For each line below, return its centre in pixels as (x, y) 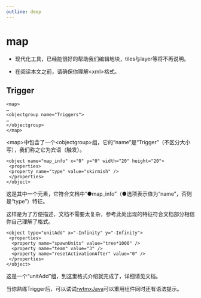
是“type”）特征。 (27, 202)
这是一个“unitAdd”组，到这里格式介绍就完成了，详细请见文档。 (84, 276)
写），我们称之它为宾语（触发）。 (45, 150)
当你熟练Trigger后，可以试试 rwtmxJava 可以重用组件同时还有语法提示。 (94, 289)
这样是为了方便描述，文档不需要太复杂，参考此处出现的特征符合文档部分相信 (100, 214)
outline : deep (24, 12)
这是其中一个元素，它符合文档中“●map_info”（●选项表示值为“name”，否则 (99, 194)
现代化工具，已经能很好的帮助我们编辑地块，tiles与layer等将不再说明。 (102, 59)
